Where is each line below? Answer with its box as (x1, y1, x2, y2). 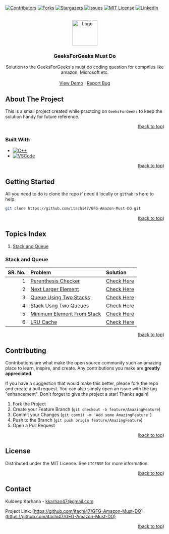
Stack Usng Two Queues (30, 302, 89, 309)
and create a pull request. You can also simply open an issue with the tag (5, 386, 157, 392)
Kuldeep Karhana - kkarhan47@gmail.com (5, 498, 94, 504)
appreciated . (5, 371, 33, 377)
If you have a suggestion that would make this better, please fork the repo (5, 380, 158, 387)
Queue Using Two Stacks (30, 294, 90, 301)
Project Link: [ (5, 508, 34, 514)
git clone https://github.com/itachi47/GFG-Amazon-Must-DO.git (5, 206, 141, 211)
